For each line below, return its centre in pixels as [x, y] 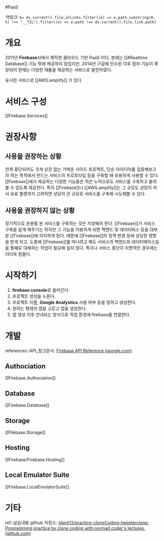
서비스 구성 [26, 102]
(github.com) [18, 533]
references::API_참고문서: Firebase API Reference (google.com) [69, 351]
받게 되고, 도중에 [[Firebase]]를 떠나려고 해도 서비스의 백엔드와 [70, 241]
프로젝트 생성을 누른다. [34, 296]
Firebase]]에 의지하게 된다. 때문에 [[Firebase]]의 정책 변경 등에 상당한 [81, 235]
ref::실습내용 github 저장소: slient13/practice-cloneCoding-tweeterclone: [77, 522]
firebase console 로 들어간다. [41, 290]
